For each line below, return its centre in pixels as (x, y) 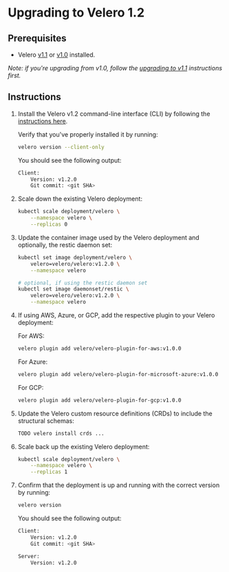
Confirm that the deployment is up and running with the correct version (119, 485)
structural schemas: (46, 421)
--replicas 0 (49, 225)
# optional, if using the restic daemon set (83, 283)
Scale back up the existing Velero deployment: (84, 446)
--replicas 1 (49, 472)
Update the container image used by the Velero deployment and (109, 237)
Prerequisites (37, 38)
